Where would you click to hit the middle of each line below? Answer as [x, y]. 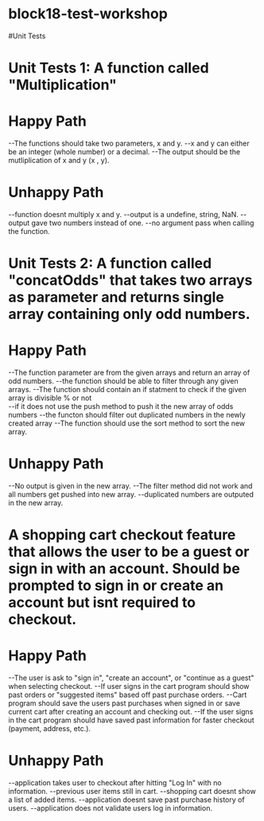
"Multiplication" [62, 85]
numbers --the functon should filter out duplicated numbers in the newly [127, 415]
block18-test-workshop [88, 14]
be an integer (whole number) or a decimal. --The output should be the [124, 152]
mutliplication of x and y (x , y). [59, 161]
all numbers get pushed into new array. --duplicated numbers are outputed [131, 495]
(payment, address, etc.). [50, 729]
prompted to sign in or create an [116, 586]
